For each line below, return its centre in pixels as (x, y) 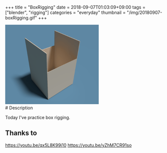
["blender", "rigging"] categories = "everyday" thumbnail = (66, 12)
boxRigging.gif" (21, 18)
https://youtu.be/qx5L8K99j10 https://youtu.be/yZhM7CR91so (69, 145)
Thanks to (21, 133)
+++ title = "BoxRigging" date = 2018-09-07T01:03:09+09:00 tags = (75, 7)
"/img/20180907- (145, 12)
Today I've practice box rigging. (38, 117)
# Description (19, 108)
